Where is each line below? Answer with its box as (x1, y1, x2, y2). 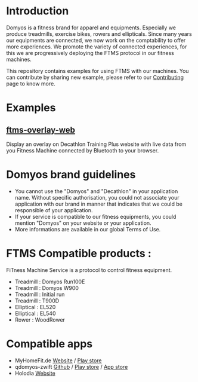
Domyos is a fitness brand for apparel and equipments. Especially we (6, 24, 177, 31)
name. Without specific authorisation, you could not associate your (14, 194, 180, 201)
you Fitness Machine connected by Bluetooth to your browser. (6, 146, 159, 154)
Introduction (6, 4, 69, 18)
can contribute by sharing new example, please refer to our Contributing (6, 74, 184, 81)
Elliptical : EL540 (14, 310, 56, 317)
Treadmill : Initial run (14, 291, 65, 298)
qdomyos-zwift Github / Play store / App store (14, 363, 128, 370)
